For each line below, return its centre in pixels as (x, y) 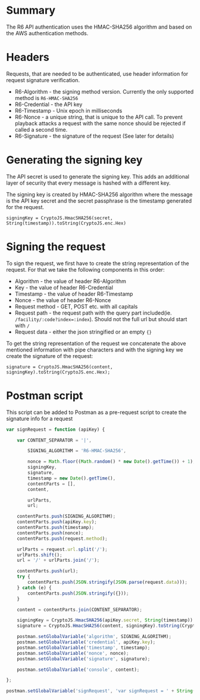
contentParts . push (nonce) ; (50, 533)
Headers (28, 57)
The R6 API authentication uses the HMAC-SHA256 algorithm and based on (99, 27)
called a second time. (41, 129)
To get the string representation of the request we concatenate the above (96, 343)
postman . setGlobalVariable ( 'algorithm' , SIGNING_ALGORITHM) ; (94, 637)
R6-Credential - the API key (49, 104)
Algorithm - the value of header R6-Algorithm (70, 281)
